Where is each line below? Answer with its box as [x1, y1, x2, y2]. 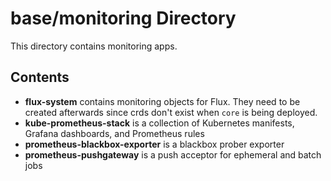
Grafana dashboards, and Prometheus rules [24, 127, 205, 139]
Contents [10, 69, 70, 86]
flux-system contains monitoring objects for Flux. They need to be [24, 95, 301, 107]
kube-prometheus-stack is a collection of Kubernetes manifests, [24, 117, 295, 129]
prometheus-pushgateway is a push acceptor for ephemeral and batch [24, 148, 322, 161]
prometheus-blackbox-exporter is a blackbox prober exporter [24, 138, 285, 150]
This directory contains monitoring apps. [10, 40, 178, 52]
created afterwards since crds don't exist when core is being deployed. [24, 106, 318, 118]
